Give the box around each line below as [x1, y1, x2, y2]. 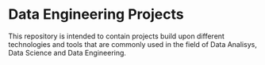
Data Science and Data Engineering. [8, 48, 127, 57]
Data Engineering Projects [8, 5, 184, 23]
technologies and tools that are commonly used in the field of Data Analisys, [8, 39, 258, 49]
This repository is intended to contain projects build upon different [8, 31, 225, 41]
